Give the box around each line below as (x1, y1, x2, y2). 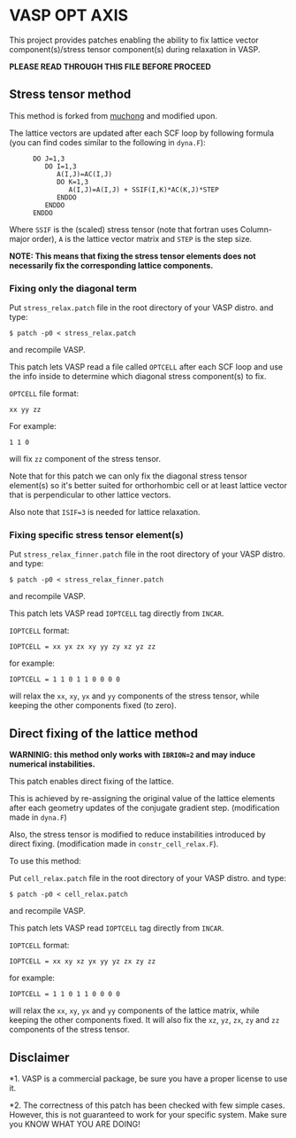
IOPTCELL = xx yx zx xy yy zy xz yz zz (9, 643, 156, 651)
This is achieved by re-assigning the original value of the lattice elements (9, 793, 276, 804)
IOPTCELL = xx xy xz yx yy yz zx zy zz (9, 957, 156, 966)
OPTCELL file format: (9, 388, 80, 399)
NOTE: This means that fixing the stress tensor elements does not (9, 250, 256, 261)
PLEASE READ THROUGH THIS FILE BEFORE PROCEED (9, 61, 212, 72)
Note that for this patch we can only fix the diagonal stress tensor (9, 471, 247, 481)
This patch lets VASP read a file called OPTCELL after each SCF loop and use (9, 362, 284, 372)
